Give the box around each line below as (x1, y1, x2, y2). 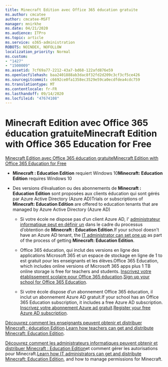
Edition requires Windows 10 (12, 176, 72, 182)
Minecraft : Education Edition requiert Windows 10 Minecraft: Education (12, 170, 163, 176)
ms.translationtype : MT (5, 82, 55, 87)
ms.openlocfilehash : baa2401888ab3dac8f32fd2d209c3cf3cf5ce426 (5, 73, 140, 78)
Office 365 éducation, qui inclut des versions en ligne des (20, 247, 139, 253)
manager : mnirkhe (5, 21, 42, 27)
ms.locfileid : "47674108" (5, 96, 59, 101)
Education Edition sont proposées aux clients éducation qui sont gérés (12, 191, 160, 197)
